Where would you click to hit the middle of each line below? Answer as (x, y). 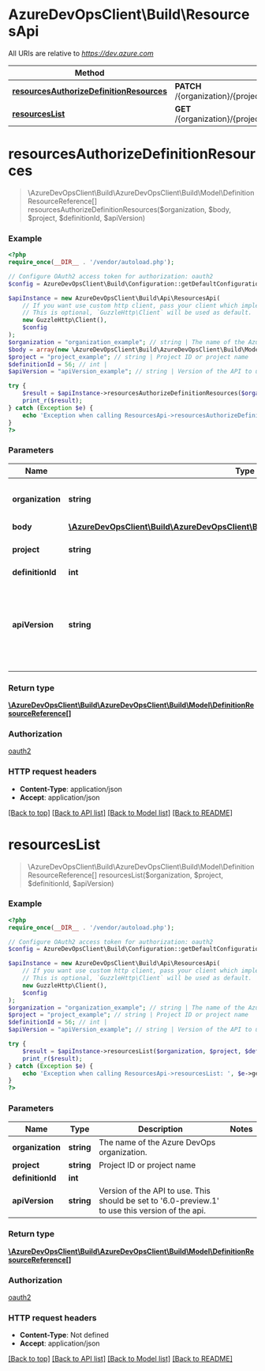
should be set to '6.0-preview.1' (159, 1200)
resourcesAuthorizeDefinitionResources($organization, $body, (129, 209)
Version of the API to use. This (155, 1191)
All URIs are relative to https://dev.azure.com (81, 53)
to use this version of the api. (152, 1210)
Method (90, 73)
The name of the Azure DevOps (157, 1142)
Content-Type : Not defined (64, 1335)
